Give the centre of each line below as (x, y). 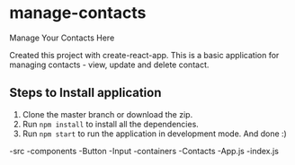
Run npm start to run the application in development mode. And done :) (155, 134)
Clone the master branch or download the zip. (107, 114)
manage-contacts (78, 13)
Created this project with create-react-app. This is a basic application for (144, 55)
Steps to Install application (85, 93)
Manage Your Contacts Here (62, 38)
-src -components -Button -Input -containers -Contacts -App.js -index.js (144, 151)
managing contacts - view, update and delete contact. (109, 65)
